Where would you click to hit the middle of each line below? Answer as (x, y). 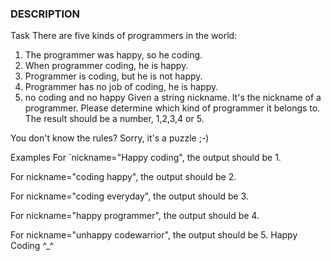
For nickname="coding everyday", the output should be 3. (129, 196)
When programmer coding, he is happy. (106, 66)
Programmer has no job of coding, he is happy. (121, 87)
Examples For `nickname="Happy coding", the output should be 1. (146, 158)
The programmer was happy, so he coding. (113, 55)
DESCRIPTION (45, 14)
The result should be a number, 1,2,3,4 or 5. (114, 119)
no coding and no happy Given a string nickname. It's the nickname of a (173, 98)
